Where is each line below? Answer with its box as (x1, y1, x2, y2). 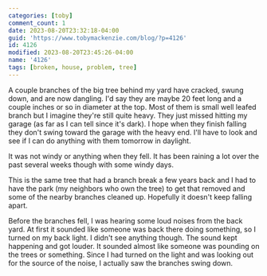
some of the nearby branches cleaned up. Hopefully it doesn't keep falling (8, 192, 253, 201)
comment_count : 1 (8, 19, 66, 27)
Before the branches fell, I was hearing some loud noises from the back (8, 216, 243, 225)
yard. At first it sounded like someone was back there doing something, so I (8, 224, 257, 234)
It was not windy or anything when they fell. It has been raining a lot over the (8, 151, 260, 161)
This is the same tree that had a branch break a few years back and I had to (8, 175, 257, 185)
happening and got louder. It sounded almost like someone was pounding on (8, 241, 260, 251)
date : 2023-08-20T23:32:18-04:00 (8, 26, 120, 34)
